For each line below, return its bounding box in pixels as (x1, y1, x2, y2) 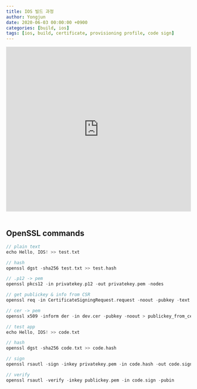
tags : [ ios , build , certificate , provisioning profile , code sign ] (6, 30, 175, 36)
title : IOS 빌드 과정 (6, 8, 54, 15)
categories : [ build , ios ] (6, 25, 69, 31)
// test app (6, 323, 35, 330)
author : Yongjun (6, 14, 46, 20)
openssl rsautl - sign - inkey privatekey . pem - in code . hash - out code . (6, 361, 182, 367)
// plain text (6, 244, 41, 250)
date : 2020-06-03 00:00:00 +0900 (6, 19, 88, 25)
